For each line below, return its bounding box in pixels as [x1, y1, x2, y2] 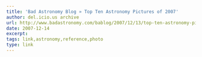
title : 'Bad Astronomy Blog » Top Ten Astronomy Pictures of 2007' [6, 8, 179, 15]
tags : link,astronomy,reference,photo [6, 36, 103, 42]
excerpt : [6, 31, 28, 37]
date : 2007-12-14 [6, 25, 50, 31]
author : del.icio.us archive [6, 14, 79, 20]
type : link [6, 42, 34, 48]
